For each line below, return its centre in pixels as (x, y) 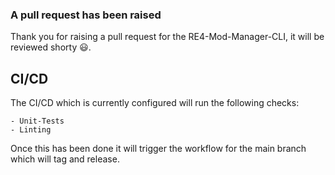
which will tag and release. (65, 159)
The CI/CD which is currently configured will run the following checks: (155, 103)
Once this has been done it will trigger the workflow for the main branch (158, 149)
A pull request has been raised (86, 15)
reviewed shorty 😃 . (51, 47)
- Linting (31, 130)
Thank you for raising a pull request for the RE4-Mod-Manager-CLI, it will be (167, 37)
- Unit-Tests (37, 121)
